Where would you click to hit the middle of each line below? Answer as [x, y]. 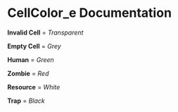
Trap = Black [26, 101]
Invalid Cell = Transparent [45, 32]
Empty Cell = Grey [34, 46]
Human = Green [31, 60]
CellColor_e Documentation [90, 13]
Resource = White [34, 87]
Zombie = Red [28, 73]
